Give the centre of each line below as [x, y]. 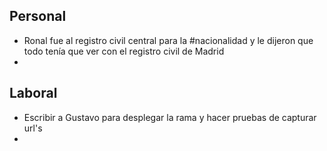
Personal [38, 16]
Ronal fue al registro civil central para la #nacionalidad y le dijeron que [168, 40]
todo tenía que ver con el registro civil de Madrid [124, 51]
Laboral [33, 93]
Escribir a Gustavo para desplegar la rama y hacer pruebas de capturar [170, 117]
